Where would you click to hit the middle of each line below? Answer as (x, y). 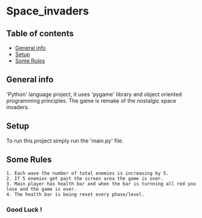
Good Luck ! (24, 210)
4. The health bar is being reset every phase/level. (76, 194)
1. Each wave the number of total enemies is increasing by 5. (88, 173)
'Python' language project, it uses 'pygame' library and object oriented (94, 94)
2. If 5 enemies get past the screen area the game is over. (85, 179)
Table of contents (40, 34)
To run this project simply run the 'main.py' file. (65, 141)
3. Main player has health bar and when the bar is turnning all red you (101, 184)
